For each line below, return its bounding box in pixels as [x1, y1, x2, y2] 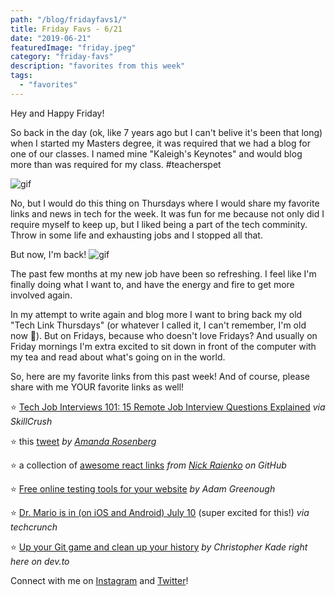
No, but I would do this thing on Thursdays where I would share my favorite [10, 197, 320, 209]
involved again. [10, 289, 73, 301]
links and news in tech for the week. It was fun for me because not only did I [10, 207, 325, 220]
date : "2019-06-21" [10, 33, 92, 43]
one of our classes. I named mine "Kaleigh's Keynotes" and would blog [10, 147, 303, 160]
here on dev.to [10, 555, 70, 567]
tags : [10, 71, 33, 81]
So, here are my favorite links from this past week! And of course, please [10, 370, 310, 382]
